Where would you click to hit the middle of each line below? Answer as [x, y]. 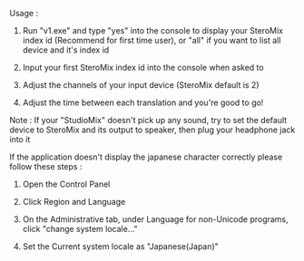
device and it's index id [66, 50]
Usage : [24, 13]
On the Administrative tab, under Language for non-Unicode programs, [155, 219]
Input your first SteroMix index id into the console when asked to [143, 68]
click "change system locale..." [80, 229]
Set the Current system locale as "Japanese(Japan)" [121, 246]
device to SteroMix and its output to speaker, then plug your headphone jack [152, 130]
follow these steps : [46, 166]
